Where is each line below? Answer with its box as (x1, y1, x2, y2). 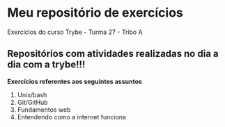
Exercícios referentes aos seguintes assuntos (7, 77, 143, 85)
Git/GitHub (17, 98, 48, 106)
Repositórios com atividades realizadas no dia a (7, 48, 219, 60)
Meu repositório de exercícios (7, 5, 183, 21)
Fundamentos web (17, 105, 71, 114)
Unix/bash (17, 90, 47, 99)
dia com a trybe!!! (7, 59, 86, 71)
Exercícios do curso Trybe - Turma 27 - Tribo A (7, 28, 143, 36)
